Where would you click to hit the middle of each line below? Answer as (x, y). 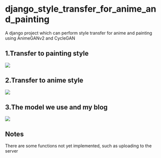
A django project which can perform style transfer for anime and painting (79, 33)
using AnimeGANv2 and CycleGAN (40, 38)
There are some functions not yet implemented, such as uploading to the (78, 146)
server (12, 151)
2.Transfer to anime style (44, 80)
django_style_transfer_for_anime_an (81, 9)
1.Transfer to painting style (47, 54)
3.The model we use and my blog (56, 107)
